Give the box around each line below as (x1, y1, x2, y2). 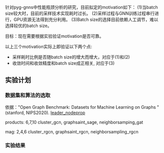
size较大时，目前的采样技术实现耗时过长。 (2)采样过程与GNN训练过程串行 (5, 10, 155, 16)
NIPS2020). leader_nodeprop (26, 110, 85, 116)
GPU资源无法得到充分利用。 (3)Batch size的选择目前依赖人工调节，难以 (13, 17, 159, 22)
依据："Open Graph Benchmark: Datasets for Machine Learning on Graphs (5, 104, 156, 110)
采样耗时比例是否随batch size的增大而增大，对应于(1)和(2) (12, 54, 130, 60)
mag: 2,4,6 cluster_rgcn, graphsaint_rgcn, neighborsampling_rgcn (5, 128, 138, 134)
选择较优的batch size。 (5, 23, 52, 29)
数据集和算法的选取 (5, 92, 51, 99)
